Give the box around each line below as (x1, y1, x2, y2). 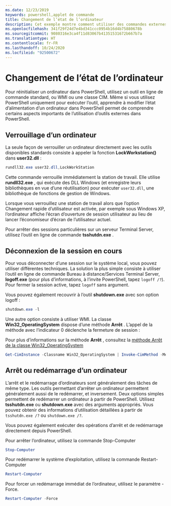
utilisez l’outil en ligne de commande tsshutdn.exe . (5, 232, 114, 238)
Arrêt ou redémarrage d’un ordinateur (5, 366, 127, 375)
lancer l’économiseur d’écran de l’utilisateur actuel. (5, 217, 112, 223)
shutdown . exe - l (5, 307, 40, 312)
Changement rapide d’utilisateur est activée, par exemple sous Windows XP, (5, 206, 165, 212)
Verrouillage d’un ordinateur (5, 130, 97, 139)
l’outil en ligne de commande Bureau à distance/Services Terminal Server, (5, 271, 160, 277)
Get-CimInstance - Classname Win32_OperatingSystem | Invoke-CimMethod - (5, 352, 163, 357)
